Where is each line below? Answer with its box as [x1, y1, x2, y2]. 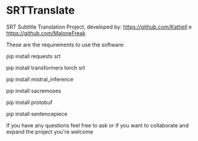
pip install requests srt [6, 52, 61, 59]
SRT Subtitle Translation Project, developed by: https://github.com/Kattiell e [6, 23, 192, 30]
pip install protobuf [6, 99, 52, 106]
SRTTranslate [6, 4, 75, 17]
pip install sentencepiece [6, 110, 67, 117]
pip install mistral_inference [6, 76, 73, 83]
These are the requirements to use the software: [6, 41, 125, 48]
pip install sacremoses [6, 87, 61, 94]
